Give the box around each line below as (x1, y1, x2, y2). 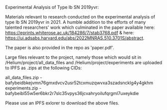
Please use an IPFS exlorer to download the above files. (5, 100, 120, 106)
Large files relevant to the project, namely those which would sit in (5, 54, 142, 60)
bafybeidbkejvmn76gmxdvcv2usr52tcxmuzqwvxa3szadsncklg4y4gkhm (5, 80, 154, 86)
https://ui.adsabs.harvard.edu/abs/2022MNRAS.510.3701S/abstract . (5, 35, 145, 41)
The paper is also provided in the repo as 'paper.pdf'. (5, 45, 115, 50)
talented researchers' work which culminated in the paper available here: (5, 24, 155, 30)
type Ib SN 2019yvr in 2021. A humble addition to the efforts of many (5, 19, 146, 25)
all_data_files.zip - (5, 75, 42, 80)
